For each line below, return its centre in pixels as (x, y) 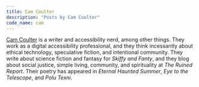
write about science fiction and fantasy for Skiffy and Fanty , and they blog (98, 59)
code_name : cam (25, 23)
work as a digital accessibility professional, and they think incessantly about (99, 46)
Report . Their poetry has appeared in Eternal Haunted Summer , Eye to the (97, 72)
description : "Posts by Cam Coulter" (53, 17)
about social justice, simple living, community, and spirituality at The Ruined (99, 65)
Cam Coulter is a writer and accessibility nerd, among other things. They (95, 40)
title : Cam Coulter (30, 12)
